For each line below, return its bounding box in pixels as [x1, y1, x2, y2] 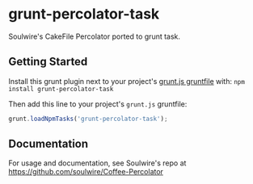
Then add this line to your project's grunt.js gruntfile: [8, 98, 188, 109]
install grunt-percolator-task [8, 85, 114, 93]
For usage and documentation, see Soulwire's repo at [8, 158, 187, 168]
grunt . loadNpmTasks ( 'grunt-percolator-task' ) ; [8, 115, 168, 123]
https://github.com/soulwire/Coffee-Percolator [8, 167, 164, 177]
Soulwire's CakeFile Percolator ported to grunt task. [8, 31, 180, 41]
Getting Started [8, 55, 88, 69]
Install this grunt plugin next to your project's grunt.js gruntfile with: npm [8, 76, 245, 86]
